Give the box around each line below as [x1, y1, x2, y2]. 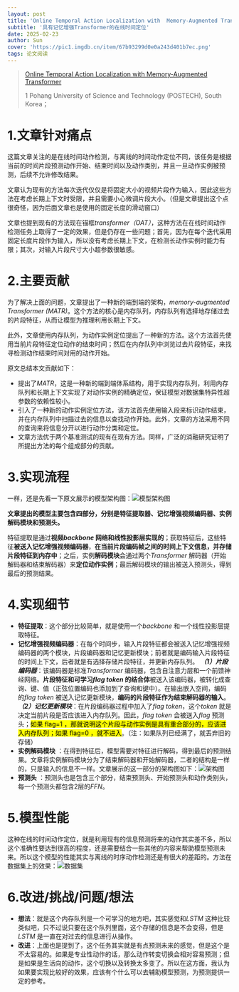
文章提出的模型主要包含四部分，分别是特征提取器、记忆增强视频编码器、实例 [7, 509, 232, 517]
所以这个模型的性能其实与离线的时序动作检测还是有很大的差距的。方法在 [19, 852, 232, 861]
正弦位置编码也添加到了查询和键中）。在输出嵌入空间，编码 [55, 684, 227, 692]
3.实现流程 [7, 469, 70, 485]
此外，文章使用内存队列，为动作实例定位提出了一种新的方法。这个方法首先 [7, 330, 225, 339]
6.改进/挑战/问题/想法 [7, 889, 134, 905]
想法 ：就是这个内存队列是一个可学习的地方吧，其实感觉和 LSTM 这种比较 [17, 914, 230, 923]
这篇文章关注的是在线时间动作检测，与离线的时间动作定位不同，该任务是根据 [7, 152, 232, 161]
